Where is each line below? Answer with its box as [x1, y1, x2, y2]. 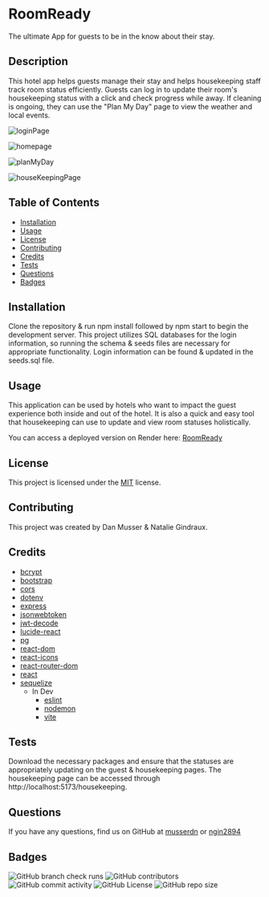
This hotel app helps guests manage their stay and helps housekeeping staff [8, 76, 261, 85]
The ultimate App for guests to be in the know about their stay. [8, 31, 215, 41]
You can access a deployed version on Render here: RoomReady [8, 433, 223, 443]
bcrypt [19, 567, 43, 576]
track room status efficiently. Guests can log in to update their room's [8, 84, 238, 94]
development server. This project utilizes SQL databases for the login [8, 330, 237, 340]
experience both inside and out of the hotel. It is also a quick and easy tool [8, 409, 255, 419]
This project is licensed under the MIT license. [8, 477, 161, 487]
